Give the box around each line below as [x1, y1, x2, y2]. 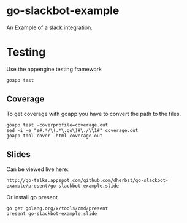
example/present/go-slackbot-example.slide [6, 183, 120, 189]
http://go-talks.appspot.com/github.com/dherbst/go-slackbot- [6, 177, 169, 183]
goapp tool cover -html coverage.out [6, 133, 103, 139]
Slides [6, 149, 31, 159]
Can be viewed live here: [6, 166, 69, 173]
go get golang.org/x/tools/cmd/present [6, 205, 109, 211]
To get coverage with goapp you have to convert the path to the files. [6, 110, 181, 117]
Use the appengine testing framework [6, 65, 102, 73]
